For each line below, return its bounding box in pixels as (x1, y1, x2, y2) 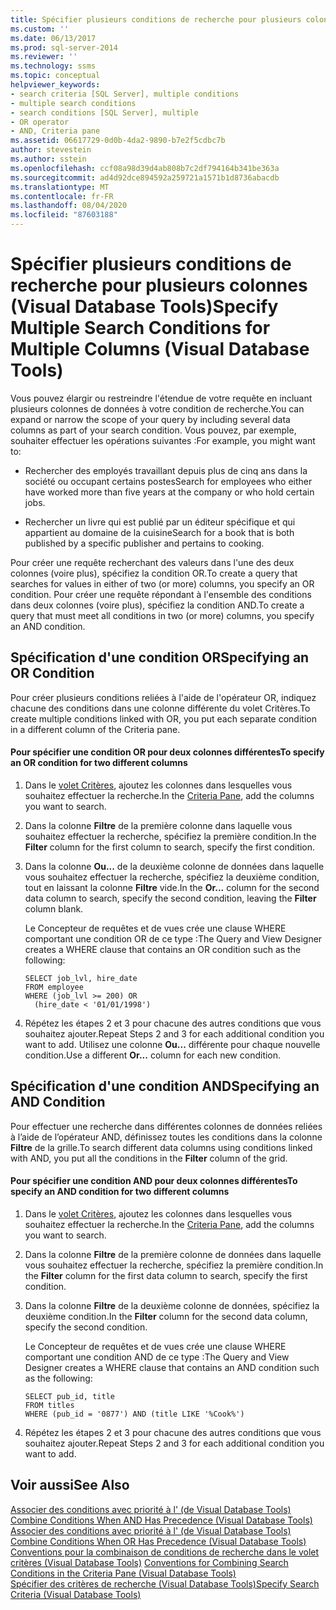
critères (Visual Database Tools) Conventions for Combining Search (10, 1556, 289, 1568)
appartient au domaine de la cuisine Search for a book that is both (24, 526, 295, 538)
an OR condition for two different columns (10, 757, 188, 769)
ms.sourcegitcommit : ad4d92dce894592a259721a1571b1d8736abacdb (10, 172, 280, 183)
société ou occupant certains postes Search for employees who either (24, 475, 313, 487)
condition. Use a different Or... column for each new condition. (24, 1049, 282, 1061)
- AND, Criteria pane (10, 126, 101, 136)
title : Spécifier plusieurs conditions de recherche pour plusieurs (10, 14, 302, 25)
